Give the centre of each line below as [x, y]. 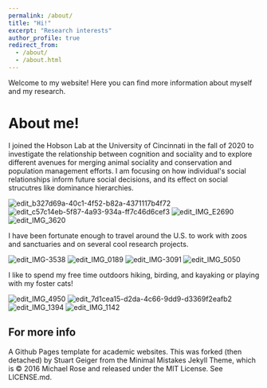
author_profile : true [44, 38]
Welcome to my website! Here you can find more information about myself [130, 82]
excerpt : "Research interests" [60, 30]
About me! [44, 123]
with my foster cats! [41, 283]
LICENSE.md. [30, 377]
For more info [42, 333]
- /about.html [39, 61]
